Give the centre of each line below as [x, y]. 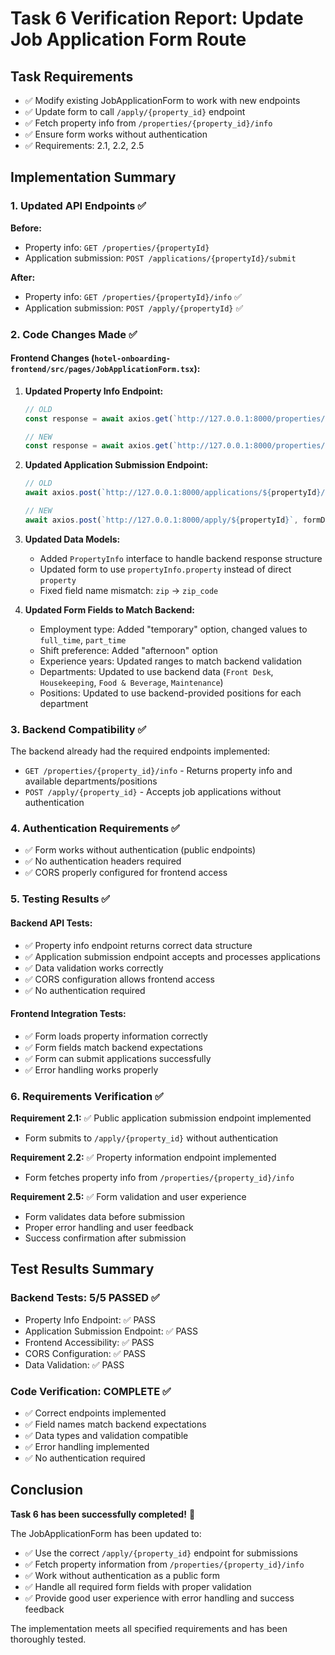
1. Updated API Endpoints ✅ [78, 206]
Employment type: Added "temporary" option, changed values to [173, 629]
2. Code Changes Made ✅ [74, 334]
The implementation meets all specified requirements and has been [149, 1628]
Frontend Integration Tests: [68, 1014]
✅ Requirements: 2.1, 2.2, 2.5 [84, 145]
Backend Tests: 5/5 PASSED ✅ [85, 1298]
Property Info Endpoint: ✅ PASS [90, 1319]
